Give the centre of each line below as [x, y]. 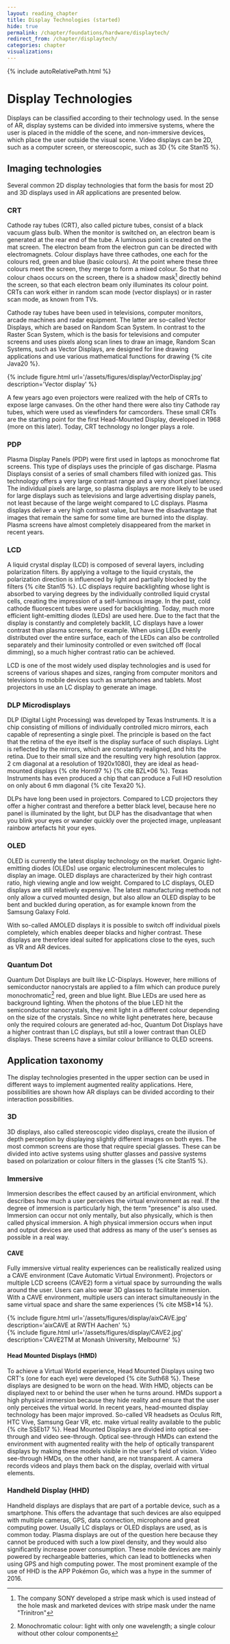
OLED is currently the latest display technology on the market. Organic [106, 861]
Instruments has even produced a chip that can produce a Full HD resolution [115, 778]
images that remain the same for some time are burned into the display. [108, 517]
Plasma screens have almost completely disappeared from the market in [109, 525]
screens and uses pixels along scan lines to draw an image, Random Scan [111, 342]
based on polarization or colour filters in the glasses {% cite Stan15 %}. [107, 1160]
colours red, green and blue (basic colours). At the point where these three [113, 261]
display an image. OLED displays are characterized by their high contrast [110, 875]
